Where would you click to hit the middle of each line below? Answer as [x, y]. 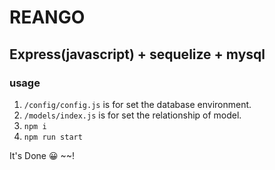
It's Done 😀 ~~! [42, 155]
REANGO [47, 17]
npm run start [53, 137]
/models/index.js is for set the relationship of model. [132, 115]
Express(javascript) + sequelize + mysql [137, 54]
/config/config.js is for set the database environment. [137, 104]
